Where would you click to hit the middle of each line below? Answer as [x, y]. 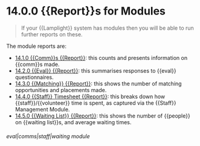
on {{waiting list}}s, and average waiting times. [73, 122]
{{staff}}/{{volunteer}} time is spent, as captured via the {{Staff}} [95, 103]
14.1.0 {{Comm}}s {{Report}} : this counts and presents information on [101, 58]
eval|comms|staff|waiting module [48, 136]
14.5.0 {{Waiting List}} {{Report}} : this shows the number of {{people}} [102, 116]
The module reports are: [36, 46]
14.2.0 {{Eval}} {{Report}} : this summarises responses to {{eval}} [95, 70]
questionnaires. [34, 77]
